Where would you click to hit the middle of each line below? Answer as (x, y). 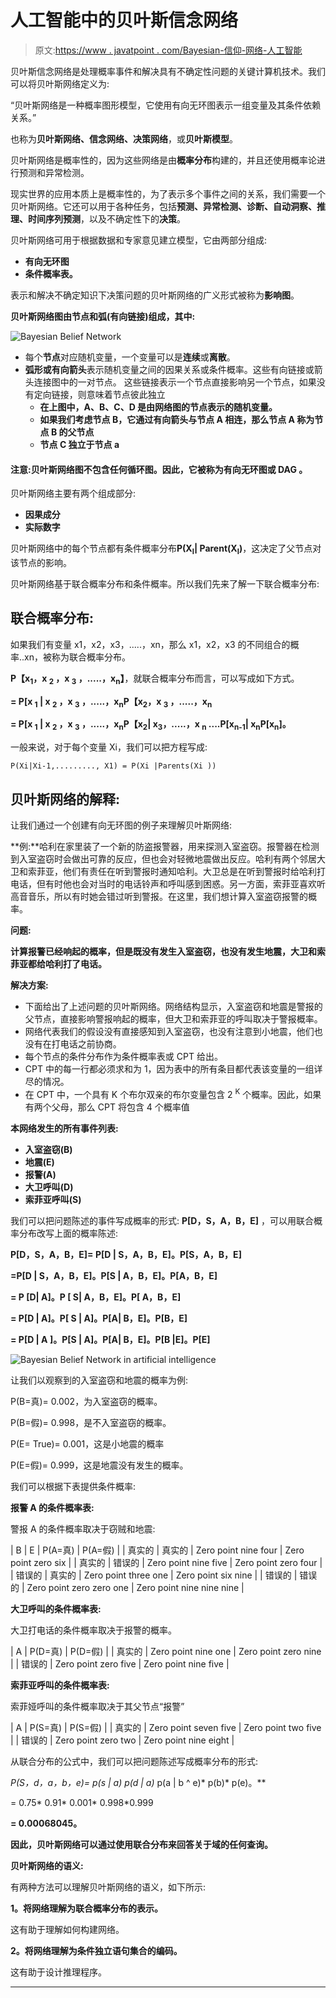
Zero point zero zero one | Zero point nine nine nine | (135, 1587)
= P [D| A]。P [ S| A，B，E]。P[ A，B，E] (96, 1297)
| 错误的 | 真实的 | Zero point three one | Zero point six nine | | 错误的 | (154, 1575)
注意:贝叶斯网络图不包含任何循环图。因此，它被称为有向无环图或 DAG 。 (159, 469)
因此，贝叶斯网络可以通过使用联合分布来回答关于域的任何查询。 (141, 1844)
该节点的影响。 (41, 562)
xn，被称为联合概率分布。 (77, 657)
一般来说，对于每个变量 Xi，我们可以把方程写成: (109, 747)
